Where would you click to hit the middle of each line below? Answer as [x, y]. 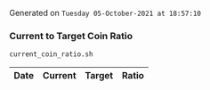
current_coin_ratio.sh [51, 54]
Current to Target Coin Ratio [71, 36]
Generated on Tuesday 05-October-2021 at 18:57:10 [105, 13]
